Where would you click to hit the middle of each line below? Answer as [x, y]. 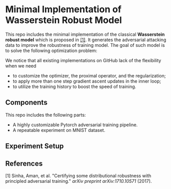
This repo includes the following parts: [46, 115]
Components [26, 103]
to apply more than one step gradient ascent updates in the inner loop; [87, 81]
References [24, 163]
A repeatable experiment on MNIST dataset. [59, 130]
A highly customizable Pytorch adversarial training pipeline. [75, 125]
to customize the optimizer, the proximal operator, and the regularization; [89, 75]
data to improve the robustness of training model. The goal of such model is [85, 45]
